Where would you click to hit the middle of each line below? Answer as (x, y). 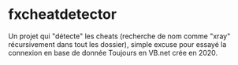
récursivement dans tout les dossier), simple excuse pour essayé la (117, 44)
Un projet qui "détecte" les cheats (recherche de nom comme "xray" (119, 36)
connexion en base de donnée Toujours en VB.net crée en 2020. (113, 52)
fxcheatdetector (62, 14)
